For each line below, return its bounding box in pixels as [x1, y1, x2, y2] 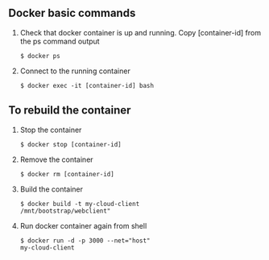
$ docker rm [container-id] [19, 170, 114, 178]
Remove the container [19, 155, 94, 164]
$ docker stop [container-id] [19, 140, 122, 148]
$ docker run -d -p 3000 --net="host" [19, 237, 151, 245]
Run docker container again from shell [19, 221, 147, 230]
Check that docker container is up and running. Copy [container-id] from [19, 27, 262, 37]
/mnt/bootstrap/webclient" [19, 207, 111, 215]
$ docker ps [19, 52, 60, 60]
